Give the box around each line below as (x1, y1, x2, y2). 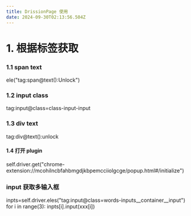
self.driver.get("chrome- (6, 160, 65, 167)
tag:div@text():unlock (6, 133, 59, 140)
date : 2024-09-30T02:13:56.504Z (6, 14, 86, 20)
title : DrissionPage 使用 (6, 8, 68, 15)
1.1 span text (6, 63, 43, 71)
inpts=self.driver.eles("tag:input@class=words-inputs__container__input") (6, 196, 186, 204)
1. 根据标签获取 (6, 41, 79, 55)
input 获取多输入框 (6, 183, 60, 191)
